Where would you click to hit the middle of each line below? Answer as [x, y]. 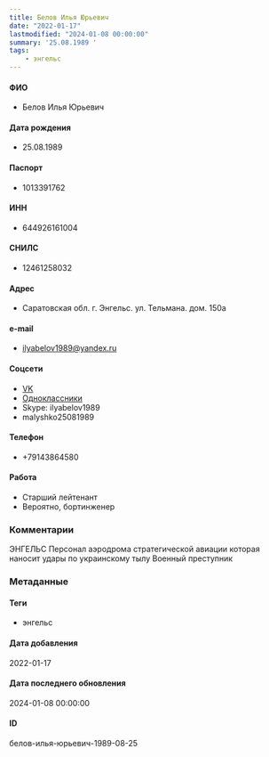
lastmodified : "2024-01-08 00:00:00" [79, 34]
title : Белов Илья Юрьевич [59, 17]
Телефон [27, 437]
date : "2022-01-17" [45, 26]
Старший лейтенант [59, 497]
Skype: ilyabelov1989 [61, 407]
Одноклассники [52, 398]
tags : [19, 51]
